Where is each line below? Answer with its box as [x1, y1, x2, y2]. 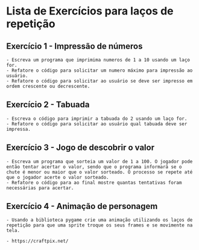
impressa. [6, 126, 31, 132]
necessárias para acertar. [6, 185, 74, 191]
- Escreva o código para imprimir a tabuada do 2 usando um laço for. [6, 116, 188, 122]
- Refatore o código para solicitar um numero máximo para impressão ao [6, 67, 193, 73]
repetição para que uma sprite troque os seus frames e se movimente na [6, 222, 193, 228]
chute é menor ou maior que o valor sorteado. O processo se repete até [6, 169, 193, 175]
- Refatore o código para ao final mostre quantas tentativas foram [6, 180, 182, 186]
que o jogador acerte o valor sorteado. [6, 174, 110, 180]
